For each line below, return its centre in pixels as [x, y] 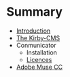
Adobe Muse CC [39, 67]
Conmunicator [36, 45]
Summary [34, 12]
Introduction [33, 31]
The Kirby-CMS [38, 37]
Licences [39, 59]
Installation [41, 52]
